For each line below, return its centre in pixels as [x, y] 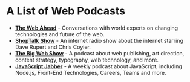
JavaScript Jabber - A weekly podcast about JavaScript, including [99, 66]
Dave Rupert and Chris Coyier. [53, 47]
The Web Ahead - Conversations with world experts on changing [97, 28]
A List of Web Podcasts [66, 11]
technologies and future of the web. [60, 34]
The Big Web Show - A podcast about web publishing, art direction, [100, 53]
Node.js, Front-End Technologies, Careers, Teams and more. [90, 72]
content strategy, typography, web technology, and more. [87, 60]
